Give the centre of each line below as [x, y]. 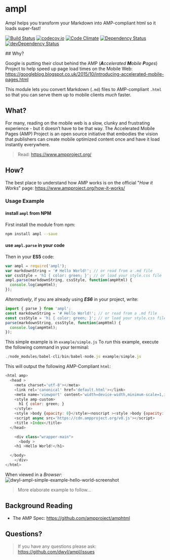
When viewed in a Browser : [34, 474]
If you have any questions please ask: [57, 546]
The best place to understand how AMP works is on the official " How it [79, 182]
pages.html [17, 79]
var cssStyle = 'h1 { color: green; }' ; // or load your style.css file [83, 275]
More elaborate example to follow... [54, 490]
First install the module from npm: [40, 225]
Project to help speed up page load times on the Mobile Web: [69, 69]
